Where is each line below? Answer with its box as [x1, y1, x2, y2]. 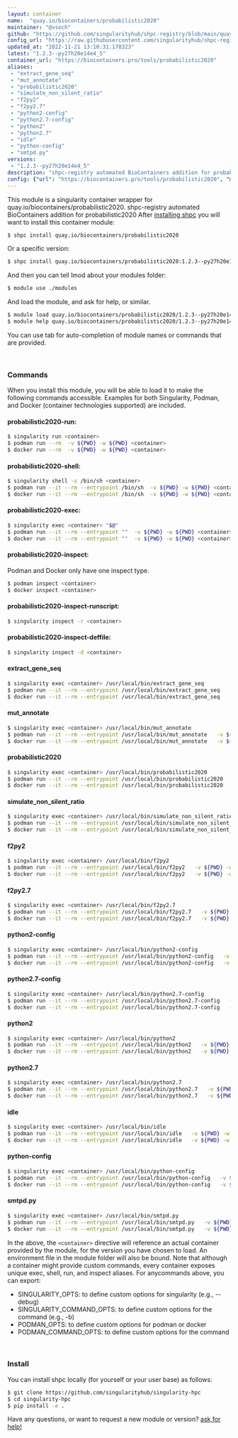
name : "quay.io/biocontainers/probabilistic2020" [7, 17, 160, 24]
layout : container [7, 10, 62, 18]
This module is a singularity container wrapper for [7, 195, 153, 203]
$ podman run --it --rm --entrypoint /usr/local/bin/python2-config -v [7, 953, 230, 960]
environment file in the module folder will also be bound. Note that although [7, 1253, 228, 1262]
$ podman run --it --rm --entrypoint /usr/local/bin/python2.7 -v [7, 1085, 214, 1093]
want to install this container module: [7, 218, 115, 226]
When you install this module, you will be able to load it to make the [7, 386, 204, 395]
